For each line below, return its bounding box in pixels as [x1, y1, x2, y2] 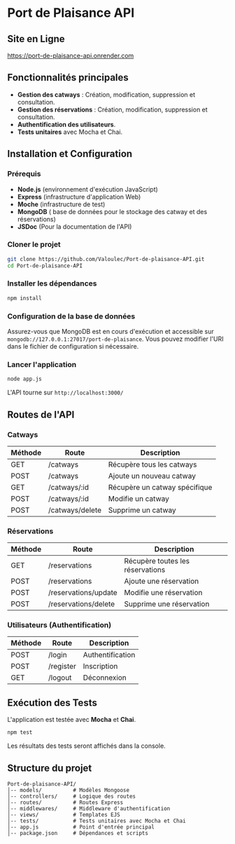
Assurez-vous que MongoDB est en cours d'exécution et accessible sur [7, 328, 215, 336]
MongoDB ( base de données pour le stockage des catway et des [17, 207, 208, 215]
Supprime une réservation [124, 599, 210, 609]
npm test [7, 729, 33, 736]
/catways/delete [48, 505, 102, 515]
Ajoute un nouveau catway [108, 471, 196, 481]
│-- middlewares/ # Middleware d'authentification [7, 805, 171, 812]
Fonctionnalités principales [7, 72, 129, 83]
